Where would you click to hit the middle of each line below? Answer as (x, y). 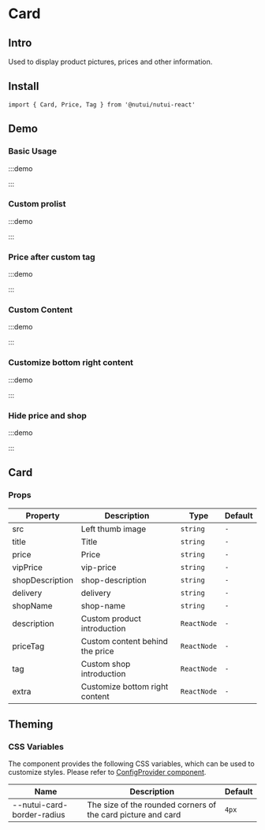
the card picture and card (134, 815)
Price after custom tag (52, 257)
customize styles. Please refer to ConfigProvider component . (107, 772)
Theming (31, 725)
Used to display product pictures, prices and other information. (110, 61)
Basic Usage (33, 151)
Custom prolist (37, 204)
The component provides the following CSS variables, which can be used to (131, 764)
